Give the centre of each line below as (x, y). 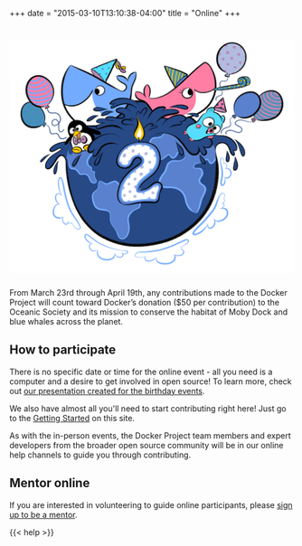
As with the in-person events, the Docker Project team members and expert (150, 435)
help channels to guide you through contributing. (100, 455)
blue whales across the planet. (66, 321)
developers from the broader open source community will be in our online (146, 445)
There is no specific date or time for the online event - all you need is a (141, 372)
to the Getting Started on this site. (72, 418)
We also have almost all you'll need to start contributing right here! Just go (148, 408)
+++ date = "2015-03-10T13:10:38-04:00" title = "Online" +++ (125, 13)
